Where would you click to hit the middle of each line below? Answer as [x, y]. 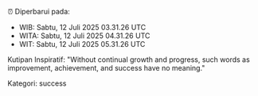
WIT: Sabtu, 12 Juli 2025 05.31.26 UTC [82, 44]
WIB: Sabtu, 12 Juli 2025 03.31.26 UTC [82, 27]
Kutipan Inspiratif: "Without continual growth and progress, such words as [129, 60]
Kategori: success [37, 83]
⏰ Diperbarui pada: [39, 12]
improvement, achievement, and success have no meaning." [106, 68]
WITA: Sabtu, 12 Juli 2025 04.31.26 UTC [84, 36]
